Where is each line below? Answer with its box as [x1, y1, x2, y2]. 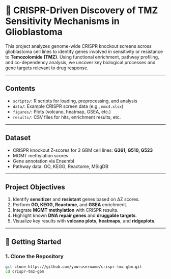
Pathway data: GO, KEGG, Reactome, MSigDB [12, 163, 108, 170]
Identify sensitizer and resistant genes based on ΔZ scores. [12, 196, 140, 203]
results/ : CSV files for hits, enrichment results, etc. [12, 114, 121, 120]
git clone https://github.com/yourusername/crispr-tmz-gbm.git [5, 264, 142, 269]
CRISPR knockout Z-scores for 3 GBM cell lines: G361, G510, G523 [12, 147, 153, 153]
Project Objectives [5, 183, 65, 191]
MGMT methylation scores [12, 152, 69, 158]
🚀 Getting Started [5, 237, 62, 246]
